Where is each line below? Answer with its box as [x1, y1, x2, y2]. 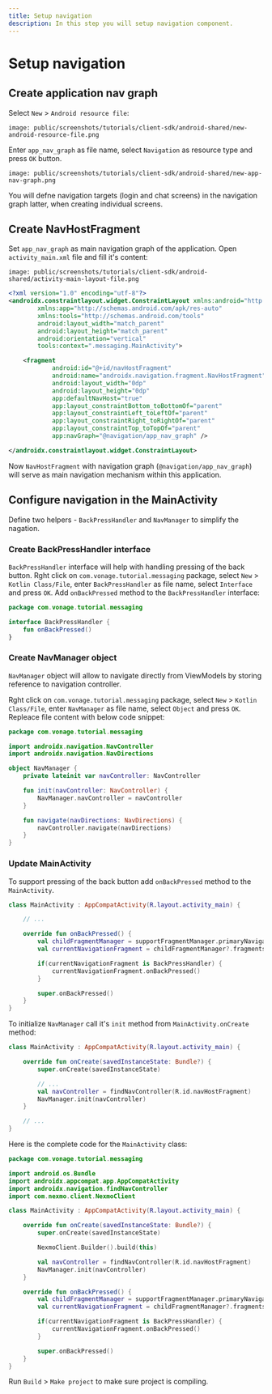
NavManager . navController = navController [37, 794, 183, 802]
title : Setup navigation [8, 11, 92, 20]
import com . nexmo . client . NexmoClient [8, 1192, 136, 1201]
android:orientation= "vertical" [37, 334, 147, 342]
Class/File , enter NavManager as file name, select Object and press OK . [8, 703, 241, 713]
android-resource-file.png [8, 130, 100, 138]
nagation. [8, 523, 40, 533]
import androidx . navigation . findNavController [8, 1184, 168, 1192]
